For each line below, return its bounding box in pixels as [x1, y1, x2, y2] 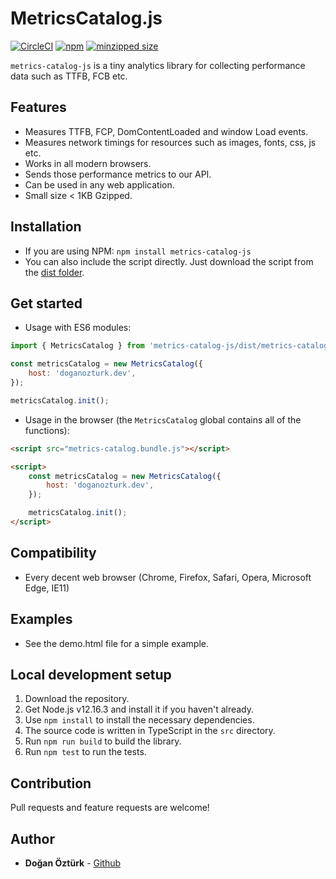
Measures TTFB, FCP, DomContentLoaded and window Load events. [24, 125, 309, 137]
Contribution [10, 775, 92, 792]
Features [10, 99, 67, 116]
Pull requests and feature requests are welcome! [10, 802, 210, 814]
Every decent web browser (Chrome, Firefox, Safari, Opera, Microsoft [24, 571, 312, 583]
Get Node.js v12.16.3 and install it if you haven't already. [24, 703, 255, 716]
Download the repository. [24, 693, 130, 705]
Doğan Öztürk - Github [24, 857, 122, 869]
